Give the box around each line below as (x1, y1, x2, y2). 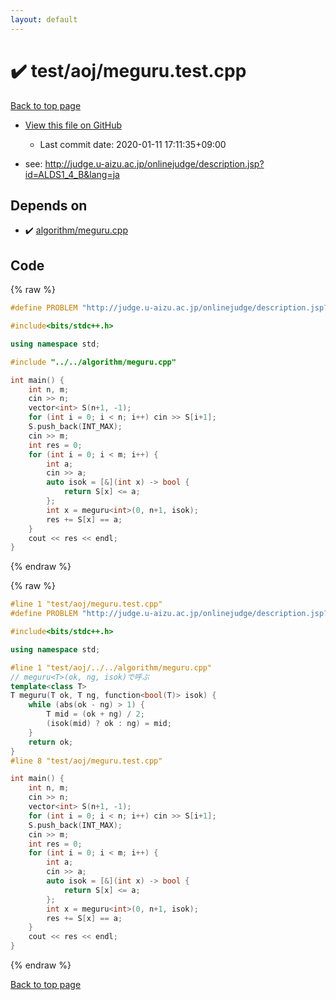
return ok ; (28, 737, 74, 747)
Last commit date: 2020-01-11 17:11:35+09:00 (39, 138, 227, 150)
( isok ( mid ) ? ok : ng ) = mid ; (46, 719, 172, 729)
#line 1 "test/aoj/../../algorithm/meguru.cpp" (10, 662, 213, 673)
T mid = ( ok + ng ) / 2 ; (46, 709, 145, 720)
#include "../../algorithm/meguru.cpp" (10, 357, 177, 367)
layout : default (10, 14, 78, 25)
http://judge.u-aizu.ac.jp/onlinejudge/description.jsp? (44, 157, 265, 170)
